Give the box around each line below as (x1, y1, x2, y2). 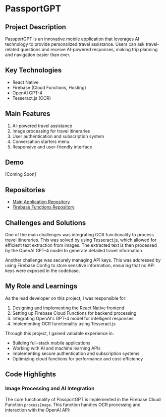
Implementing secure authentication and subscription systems (12, 350, 140, 356)
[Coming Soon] (5, 171, 36, 177)
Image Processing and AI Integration (5, 385, 95, 392)
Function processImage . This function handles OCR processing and (5, 402, 141, 408)
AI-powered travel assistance (12, 123, 73, 129)
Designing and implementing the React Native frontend (12, 305, 125, 311)
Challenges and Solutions (5, 218, 86, 227)
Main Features (5, 110, 51, 118)
